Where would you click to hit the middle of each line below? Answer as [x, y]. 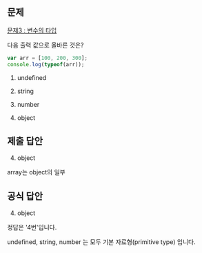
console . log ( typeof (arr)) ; [46, 64]
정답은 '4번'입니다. [32, 227]
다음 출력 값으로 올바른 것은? [46, 45]
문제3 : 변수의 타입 [32, 30]
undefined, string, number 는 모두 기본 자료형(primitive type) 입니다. [102, 242]
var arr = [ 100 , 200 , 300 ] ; [48, 58]
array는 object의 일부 [36, 172]
